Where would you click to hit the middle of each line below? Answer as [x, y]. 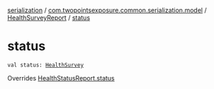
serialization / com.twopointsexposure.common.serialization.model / [107, 10]
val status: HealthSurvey [45, 65]
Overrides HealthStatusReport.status [61, 78]
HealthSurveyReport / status [49, 18]
